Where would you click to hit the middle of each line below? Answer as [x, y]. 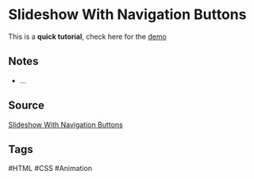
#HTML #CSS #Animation [50, 169]
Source [27, 106]
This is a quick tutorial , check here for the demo [87, 36]
